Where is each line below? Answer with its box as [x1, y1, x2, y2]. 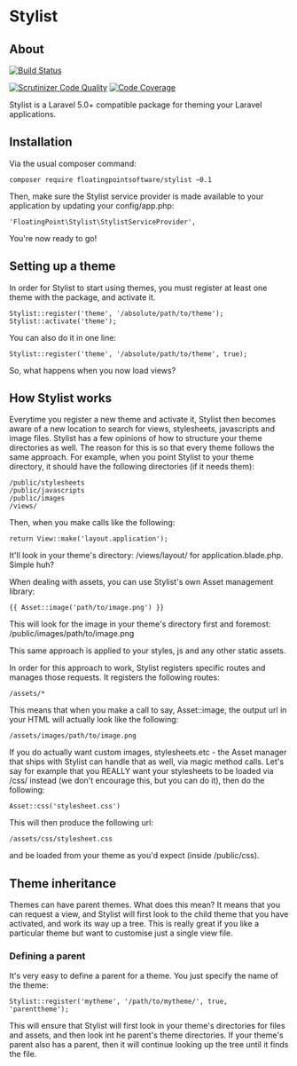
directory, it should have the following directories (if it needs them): [9, 462, 254, 472]
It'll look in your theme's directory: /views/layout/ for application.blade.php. [9, 550, 284, 561]
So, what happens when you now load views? [9, 365, 176, 375]
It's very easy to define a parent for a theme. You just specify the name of [9, 970, 279, 981]
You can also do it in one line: [9, 332, 117, 343]
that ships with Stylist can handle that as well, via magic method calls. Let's [9, 756, 285, 767]
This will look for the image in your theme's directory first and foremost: [9, 619, 271, 629]
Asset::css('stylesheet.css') [9, 801, 121, 811]
